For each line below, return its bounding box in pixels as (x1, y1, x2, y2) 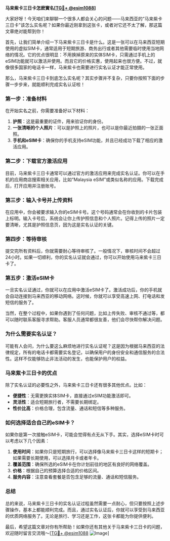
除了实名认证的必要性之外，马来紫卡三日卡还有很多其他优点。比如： (5, 382, 147, 388)
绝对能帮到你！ (14, 28, 46, 34)
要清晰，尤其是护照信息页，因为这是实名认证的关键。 (5, 221, 116, 228)
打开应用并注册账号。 (14, 183, 59, 189)
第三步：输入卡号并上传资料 (5, 197, 73, 204)
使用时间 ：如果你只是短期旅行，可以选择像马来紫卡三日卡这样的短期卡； (12, 448, 163, 455)
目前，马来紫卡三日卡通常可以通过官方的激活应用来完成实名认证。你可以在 (5, 170, 160, 176)
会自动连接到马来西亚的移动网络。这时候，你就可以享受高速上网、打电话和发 (5, 293, 165, 299)
